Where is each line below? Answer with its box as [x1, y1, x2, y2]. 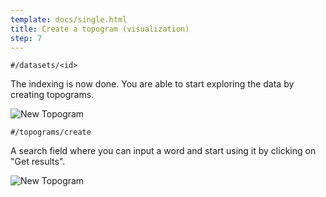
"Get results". [10, 156, 66, 168]
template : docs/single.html [10, 14, 128, 25]
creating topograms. [10, 89, 95, 101]
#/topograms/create [10, 127, 92, 138]
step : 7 [10, 33, 43, 43]
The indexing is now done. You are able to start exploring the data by [10, 78, 295, 90]
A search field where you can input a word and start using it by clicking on [10, 145, 317, 157]
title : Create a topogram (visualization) [10, 24, 190, 34]
